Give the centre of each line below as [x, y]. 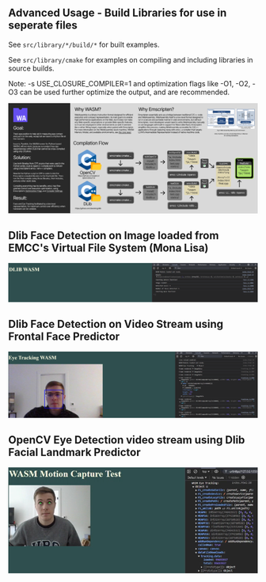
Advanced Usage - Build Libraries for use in [118, 13]
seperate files [43, 26]
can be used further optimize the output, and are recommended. [125, 92]
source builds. [31, 68]
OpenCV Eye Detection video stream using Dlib [127, 440]
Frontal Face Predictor [64, 337]
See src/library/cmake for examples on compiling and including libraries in [131, 59]
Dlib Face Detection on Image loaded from [114, 236]
